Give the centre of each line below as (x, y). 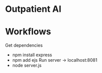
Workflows (28, 32)
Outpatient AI (33, 9)
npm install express (32, 55)
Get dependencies (24, 45)
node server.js (27, 66)
